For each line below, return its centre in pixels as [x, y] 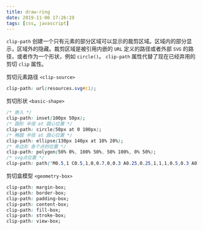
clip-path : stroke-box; [36, 216]
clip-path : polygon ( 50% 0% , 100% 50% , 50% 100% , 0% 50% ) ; [81, 152]
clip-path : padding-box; [38, 198]
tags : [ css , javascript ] [38, 23]
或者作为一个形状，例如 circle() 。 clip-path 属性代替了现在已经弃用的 [106, 57]
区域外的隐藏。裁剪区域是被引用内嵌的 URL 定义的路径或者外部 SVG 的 [102, 49]
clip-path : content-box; [38, 204]
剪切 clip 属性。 [27, 64]
